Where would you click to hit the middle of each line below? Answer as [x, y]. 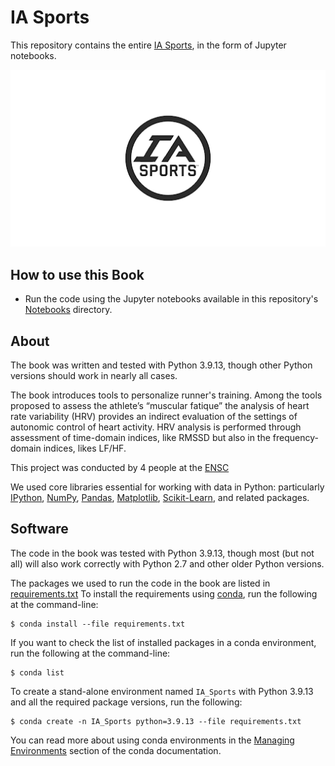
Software [39, 529]
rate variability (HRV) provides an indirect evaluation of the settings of [154, 417]
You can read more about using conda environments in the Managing [152, 740]
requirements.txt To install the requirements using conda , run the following [164, 593]
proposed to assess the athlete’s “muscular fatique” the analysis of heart [160, 406]
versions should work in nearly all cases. [94, 376]
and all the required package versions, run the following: [126, 702]
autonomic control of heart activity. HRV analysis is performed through [156, 427]
